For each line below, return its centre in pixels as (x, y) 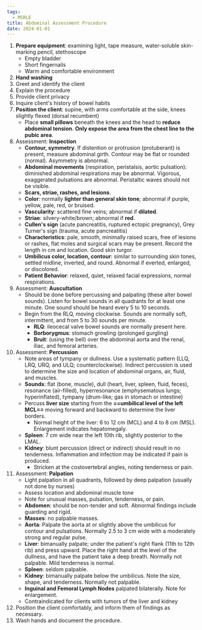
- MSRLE (22, 17)
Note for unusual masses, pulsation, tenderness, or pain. (94, 499)
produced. (37, 461)
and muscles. (41, 378)
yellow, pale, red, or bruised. (60, 206)
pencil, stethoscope (62, 52)
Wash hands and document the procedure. (69, 620)
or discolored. (42, 269)
